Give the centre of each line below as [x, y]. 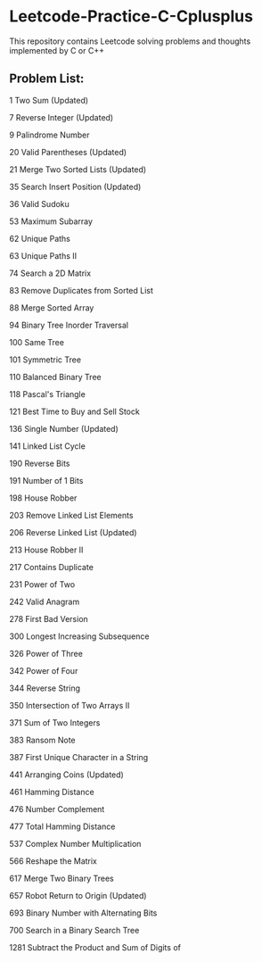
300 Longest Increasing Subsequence [79, 636]
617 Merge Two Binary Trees [61, 878]
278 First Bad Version [49, 618]
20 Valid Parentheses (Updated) [68, 152]
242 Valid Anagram [45, 601]
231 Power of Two [42, 584]
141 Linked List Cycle [48, 446]
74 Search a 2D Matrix [50, 273]
